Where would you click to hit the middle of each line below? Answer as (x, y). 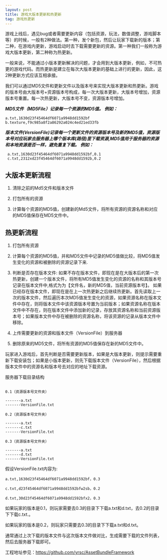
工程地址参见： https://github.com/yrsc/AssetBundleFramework (70, 552)
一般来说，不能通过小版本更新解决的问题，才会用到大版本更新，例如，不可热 (83, 63)
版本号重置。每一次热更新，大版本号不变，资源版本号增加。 (66, 98)
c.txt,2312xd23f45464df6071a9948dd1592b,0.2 (54, 159)
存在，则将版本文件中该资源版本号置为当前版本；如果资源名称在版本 (91, 304)
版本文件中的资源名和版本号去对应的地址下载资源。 (57, 366)
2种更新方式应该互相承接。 (33, 76)
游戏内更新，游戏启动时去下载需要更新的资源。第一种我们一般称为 (90, 46)
